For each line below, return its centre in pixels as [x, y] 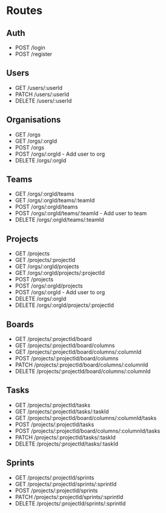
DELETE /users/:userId [43, 100]
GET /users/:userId [38, 88]
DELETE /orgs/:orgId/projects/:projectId [64, 305]
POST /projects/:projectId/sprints [56, 491]
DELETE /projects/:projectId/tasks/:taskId [67, 444]
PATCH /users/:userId [42, 94]
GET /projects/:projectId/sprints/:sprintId [66, 484]
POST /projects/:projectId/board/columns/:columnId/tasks [88, 431]
